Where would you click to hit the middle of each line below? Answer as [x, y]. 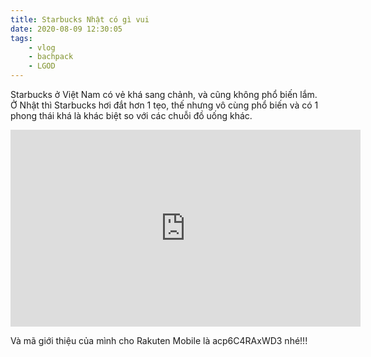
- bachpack [51, 57]
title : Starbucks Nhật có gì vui [80, 19]
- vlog [42, 47]
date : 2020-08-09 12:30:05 [66, 29]
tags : [21, 38]
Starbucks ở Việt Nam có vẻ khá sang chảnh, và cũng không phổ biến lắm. [164, 94]
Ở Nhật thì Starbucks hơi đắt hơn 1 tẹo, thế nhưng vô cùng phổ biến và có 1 [164, 105]
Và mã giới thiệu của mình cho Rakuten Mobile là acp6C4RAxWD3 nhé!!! [159, 340]
